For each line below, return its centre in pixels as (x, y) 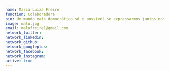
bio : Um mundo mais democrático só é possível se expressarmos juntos (81, 19)
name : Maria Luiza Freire (32, 10)
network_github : (22, 42)
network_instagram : (26, 56)
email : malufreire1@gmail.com (37, 28)
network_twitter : (23, 33)
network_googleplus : (27, 47)
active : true (19, 61)
